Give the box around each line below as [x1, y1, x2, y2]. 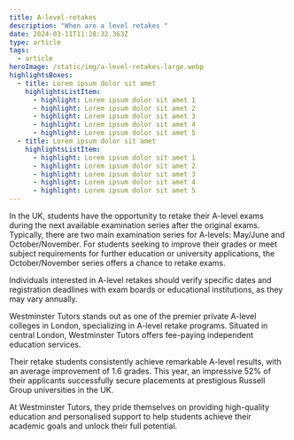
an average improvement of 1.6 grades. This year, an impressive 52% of [9, 365, 272, 376]
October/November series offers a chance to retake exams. [9, 258, 226, 268]
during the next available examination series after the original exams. [9, 220, 260, 231]
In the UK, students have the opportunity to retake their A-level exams [9, 210, 264, 221]
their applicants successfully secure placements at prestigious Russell [9, 375, 266, 386]
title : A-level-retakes [9, 12, 97, 22]
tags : [9, 46, 29, 55]
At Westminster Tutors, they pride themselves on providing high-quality [9, 402, 270, 412]
